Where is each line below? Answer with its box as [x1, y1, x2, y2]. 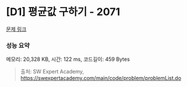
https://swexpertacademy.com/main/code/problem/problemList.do [20, 75, 182, 82]
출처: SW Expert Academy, [20, 68, 84, 75]
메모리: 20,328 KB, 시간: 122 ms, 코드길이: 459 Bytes [6, 56, 130, 63]
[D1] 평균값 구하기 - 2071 [6, 5, 120, 19]
